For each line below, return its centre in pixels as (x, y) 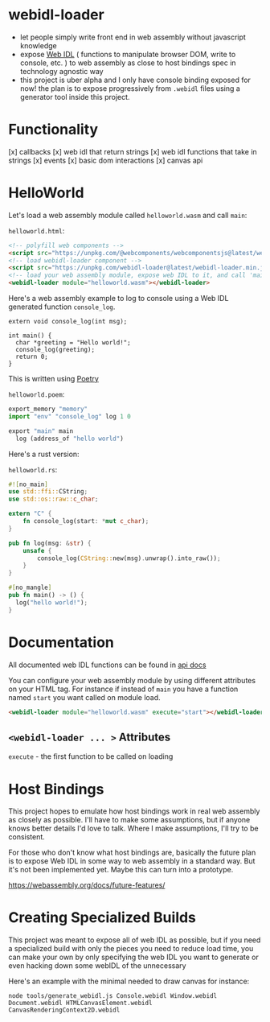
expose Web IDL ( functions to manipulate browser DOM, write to (128, 54)
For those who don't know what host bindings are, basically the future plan (132, 853)
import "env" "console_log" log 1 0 (70, 416)
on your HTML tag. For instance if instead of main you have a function (123, 689)
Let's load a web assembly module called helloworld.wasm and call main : (128, 215)
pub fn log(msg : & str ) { (50, 543)
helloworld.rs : (33, 469)
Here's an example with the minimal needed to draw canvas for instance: (129, 981)
